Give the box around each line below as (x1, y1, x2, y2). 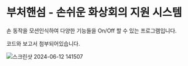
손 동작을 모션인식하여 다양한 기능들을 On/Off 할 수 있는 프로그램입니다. (6, 27, 177, 34)
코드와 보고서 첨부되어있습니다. (6, 40, 81, 47)
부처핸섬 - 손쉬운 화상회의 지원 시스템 (6, 5, 182, 20)
